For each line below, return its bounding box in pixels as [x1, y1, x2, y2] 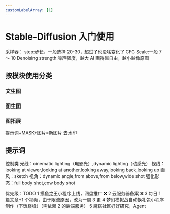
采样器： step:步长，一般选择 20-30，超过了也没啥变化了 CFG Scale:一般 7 [5, 49, 162, 55]
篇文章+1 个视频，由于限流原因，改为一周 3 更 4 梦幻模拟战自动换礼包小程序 [5, 196, 164, 203]
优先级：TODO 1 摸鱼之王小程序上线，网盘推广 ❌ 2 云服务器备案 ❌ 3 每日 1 [5, 190, 161, 196]
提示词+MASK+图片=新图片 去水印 [5, 130, 77, 136]
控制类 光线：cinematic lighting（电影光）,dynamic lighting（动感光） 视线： [5, 160, 165, 166]
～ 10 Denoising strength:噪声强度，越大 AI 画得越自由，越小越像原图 [5, 55, 149, 61]
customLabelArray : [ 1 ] [5, 7, 53, 13]
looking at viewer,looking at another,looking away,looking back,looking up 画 [5, 167, 165, 173]
